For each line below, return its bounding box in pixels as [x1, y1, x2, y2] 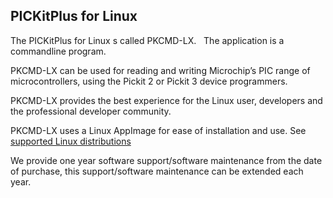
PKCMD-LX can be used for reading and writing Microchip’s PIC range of [10, 64, 311, 76]
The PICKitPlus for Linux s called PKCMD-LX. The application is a [10, 34, 285, 46]
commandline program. [10, 45, 107, 57]
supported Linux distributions [10, 135, 132, 147]
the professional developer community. [10, 105, 172, 117]
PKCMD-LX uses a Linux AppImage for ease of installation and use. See [10, 124, 307, 136]
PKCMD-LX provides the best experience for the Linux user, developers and [10, 94, 323, 106]
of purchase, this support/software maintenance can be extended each [10, 165, 304, 177]
